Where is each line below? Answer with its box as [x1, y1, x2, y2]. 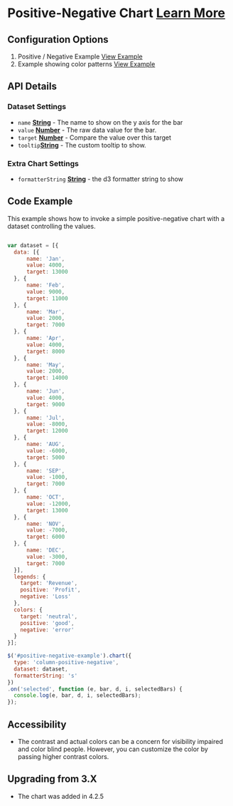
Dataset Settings [7, 102, 67, 112]
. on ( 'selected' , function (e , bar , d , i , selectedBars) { [7, 686, 183, 693]
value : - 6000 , [26, 447, 69, 454]
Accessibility [7, 718, 67, 730]
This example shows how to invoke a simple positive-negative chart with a [7, 214, 225, 222]
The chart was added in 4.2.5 [17, 792, 104, 800]
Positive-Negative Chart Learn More [7, 5, 226, 21]
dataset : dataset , [13, 665, 69, 673]
